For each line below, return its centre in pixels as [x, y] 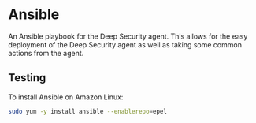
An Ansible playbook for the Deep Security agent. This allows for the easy [128, 36]
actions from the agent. [46, 53]
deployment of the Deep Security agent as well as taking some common [125, 44]
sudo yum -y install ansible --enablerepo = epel [88, 111]
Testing [27, 78]
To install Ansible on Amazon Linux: [66, 97]
